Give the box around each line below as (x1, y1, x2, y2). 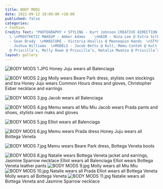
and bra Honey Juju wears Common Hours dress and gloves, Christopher (5, 80, 152, 86)
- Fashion (5, 25, 25, 30)
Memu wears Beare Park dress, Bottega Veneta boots (48, 143, 155, 149)
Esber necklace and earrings (5, 86, 63, 92)
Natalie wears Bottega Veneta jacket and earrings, (48, 152, 148, 158)
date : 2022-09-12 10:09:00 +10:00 (5, 12, 75, 17)
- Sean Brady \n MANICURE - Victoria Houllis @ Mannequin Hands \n (9, 39, 151, 44)
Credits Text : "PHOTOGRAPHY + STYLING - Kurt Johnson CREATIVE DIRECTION (5, 30, 158, 35)
